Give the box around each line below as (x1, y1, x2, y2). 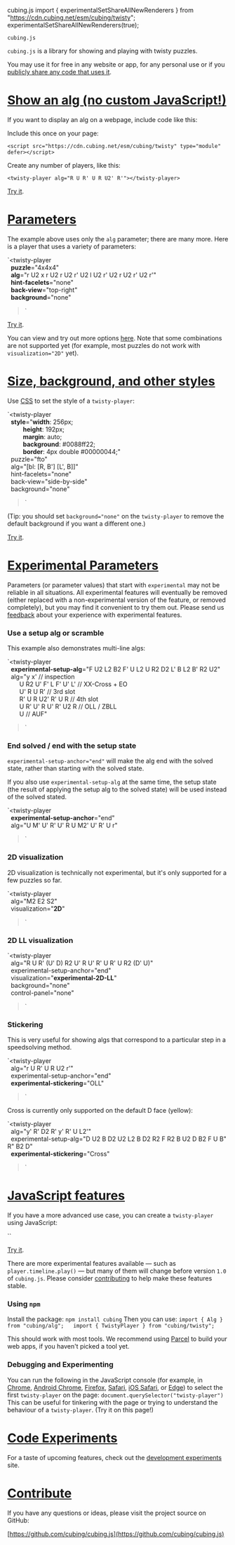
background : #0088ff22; (22, 440, 96, 448)
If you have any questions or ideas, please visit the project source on (7, 1509, 206, 1517)
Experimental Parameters (7, 558, 159, 573)
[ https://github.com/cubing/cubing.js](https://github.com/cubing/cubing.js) (7, 1530, 224, 1538)
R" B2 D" (7, 1142, 33, 1151)
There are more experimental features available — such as (7, 1259, 177, 1268)
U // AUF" (19, 710, 48, 718)
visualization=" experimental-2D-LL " (10, 973, 117, 982)
